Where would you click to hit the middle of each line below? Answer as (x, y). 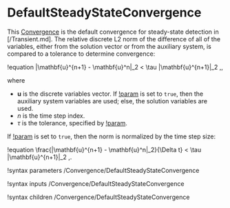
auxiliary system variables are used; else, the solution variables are (112, 101)
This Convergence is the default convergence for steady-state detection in (113, 32)
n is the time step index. (51, 116)
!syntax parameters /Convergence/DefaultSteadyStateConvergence (103, 170)
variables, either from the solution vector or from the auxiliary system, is (109, 46)
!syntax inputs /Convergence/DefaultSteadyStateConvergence (96, 183)
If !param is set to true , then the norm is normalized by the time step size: (111, 136)
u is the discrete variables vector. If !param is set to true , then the (110, 94)
